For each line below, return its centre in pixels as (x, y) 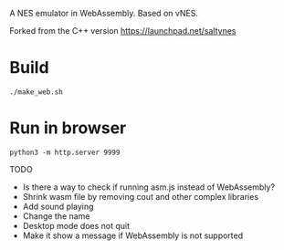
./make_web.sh (37, 92)
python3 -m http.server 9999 (65, 152)
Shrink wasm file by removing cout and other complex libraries (140, 196)
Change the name (56, 216)
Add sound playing (58, 206)
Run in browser (68, 128)
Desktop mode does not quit (76, 225)
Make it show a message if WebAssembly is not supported (133, 235)
